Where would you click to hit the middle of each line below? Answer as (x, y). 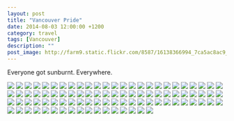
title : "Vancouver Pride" (45, 20)
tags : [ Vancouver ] (34, 40)
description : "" (31, 46)
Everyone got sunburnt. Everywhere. (60, 72)
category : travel (32, 33)
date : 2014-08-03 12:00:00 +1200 (56, 26)
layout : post (26, 14)
